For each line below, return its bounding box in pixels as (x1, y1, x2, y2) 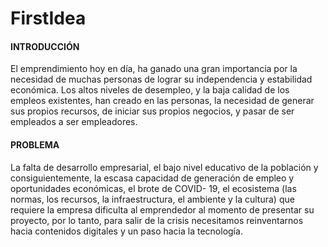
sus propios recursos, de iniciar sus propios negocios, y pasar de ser (10, 105, 295, 117)
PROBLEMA (10, 138, 60, 151)
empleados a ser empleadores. (10, 116, 138, 128)
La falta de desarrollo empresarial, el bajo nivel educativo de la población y (10, 161, 319, 173)
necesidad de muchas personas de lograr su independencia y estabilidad (10, 73, 313, 86)
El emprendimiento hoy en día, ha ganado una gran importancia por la (10, 63, 298, 75)
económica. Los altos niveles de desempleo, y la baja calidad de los (10, 84, 290, 96)
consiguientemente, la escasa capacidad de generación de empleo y (10, 172, 295, 184)
